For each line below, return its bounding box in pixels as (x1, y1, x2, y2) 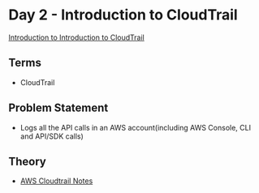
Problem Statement (8, 101, 109, 115)
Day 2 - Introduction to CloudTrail (8, 6, 238, 24)
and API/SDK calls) (19, 131, 84, 141)
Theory (8, 154, 47, 168)
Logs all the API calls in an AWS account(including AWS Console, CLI (19, 122, 252, 132)
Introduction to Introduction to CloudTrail (8, 32, 145, 42)
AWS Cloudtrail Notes (19, 176, 93, 186)
